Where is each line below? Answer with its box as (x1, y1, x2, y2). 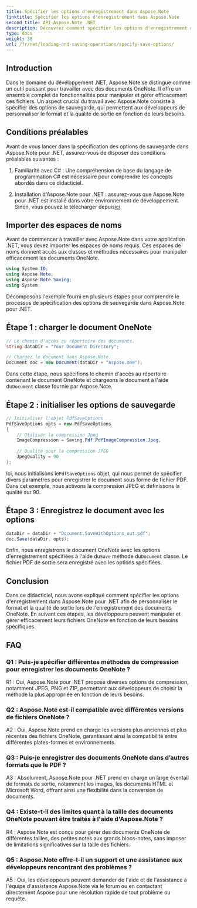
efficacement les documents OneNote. (6, 254, 100, 262)
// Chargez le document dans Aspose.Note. (6, 354, 111, 360)
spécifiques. (6, 623, 36, 630)
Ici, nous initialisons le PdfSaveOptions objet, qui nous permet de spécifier (6, 470, 182, 477)
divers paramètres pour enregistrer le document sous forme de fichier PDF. (6, 476, 188, 483)
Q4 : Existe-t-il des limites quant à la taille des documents (6, 807, 174, 816)
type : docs (6, 31, 33, 36)
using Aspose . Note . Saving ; (6, 277, 72, 283)
